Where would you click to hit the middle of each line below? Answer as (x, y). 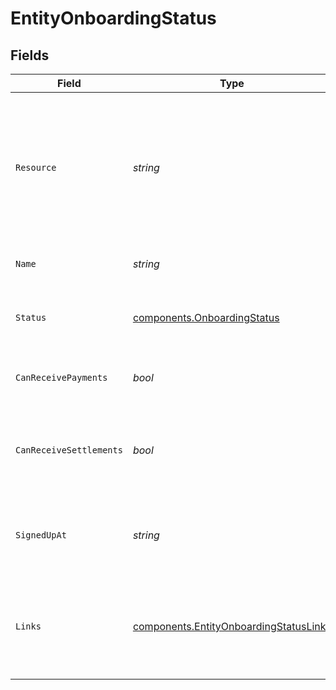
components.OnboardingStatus (206, 317)
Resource (36, 167)
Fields (30, 55)
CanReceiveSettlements (69, 450)
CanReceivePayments (61, 377)
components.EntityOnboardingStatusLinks (232, 626)
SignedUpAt (41, 535)
